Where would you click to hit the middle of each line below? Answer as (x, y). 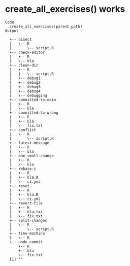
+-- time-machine (27, 233)
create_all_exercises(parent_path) (46, 26)
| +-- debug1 (25, 78)
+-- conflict (23, 130)
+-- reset (19, 186)
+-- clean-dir (24, 65)
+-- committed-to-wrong (34, 113)
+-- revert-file (26, 203)
